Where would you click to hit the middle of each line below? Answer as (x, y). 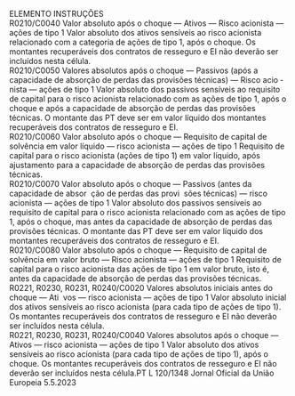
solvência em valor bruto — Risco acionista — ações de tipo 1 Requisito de (145, 259)
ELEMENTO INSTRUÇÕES (56, 14)
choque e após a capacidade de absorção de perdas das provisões (132, 108)
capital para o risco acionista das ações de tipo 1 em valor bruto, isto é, (139, 269)
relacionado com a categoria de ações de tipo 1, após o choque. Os (132, 42)
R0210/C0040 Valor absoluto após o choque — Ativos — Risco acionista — (147, 23)
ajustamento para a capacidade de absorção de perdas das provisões (137, 165)
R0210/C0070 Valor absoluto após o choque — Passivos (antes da (131, 184)
